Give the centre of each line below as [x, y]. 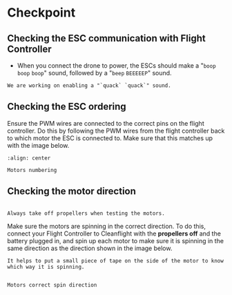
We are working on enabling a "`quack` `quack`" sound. [89, 86]
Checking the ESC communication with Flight [106, 38]
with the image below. [38, 145]
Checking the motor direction [72, 191]
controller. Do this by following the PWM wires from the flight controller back [116, 131]
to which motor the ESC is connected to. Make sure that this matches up [110, 138]
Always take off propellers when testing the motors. [86, 213]
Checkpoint [41, 13]
